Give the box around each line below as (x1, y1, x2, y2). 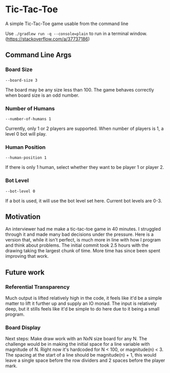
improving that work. (5, 253, 49, 259)
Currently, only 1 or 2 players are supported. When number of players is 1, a (5, 125, 164, 131)
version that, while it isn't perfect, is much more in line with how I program (5, 237, 161, 243)
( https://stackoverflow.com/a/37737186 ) (5, 36, 90, 42)
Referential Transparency (5, 283, 70, 290)
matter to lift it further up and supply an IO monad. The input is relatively (5, 300, 157, 306)
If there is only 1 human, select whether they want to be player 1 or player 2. (5, 164, 164, 170)
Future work (5, 268, 45, 277)
